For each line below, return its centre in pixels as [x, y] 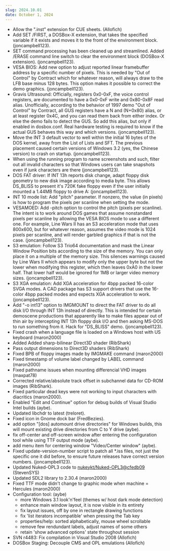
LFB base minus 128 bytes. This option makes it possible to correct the [87, 83]
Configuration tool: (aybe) [40, 494]
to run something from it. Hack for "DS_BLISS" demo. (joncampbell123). [88, 327]
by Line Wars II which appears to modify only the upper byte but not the [88, 262]
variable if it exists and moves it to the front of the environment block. [85, 40]
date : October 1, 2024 [29, 15]
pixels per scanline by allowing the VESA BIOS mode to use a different [86, 218]
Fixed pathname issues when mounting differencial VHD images [79, 370]
